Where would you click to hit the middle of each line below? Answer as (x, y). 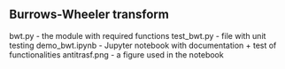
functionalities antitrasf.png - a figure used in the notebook (116, 54)
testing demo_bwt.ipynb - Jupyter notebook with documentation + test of (143, 45)
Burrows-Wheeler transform (89, 15)
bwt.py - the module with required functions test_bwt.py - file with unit (138, 35)
